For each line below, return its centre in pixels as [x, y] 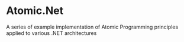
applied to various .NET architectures [51, 33]
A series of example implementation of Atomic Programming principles [92, 27]
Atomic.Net [35, 11]
